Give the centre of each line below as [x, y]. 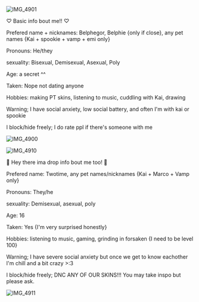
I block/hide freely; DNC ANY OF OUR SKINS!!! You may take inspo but [94, 275]
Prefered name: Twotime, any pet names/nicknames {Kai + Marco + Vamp [98, 174]
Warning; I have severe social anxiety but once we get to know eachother [97, 257]
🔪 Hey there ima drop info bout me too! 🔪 [57, 162]
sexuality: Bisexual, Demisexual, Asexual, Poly [63, 62]
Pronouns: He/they [29, 51]
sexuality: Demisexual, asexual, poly [51, 204]
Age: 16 [16, 215]
